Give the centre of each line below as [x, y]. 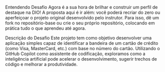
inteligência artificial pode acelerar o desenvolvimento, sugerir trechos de [81, 59]
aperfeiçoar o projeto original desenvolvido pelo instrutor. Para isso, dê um [82, 18]
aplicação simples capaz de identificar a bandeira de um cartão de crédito [82, 43]
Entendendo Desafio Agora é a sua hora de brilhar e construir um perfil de [81, 7]
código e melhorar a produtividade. [41, 64]
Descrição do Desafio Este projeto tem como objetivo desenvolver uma [78, 38]
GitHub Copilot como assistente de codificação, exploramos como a [75, 54]
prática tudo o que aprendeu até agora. [45, 28]
